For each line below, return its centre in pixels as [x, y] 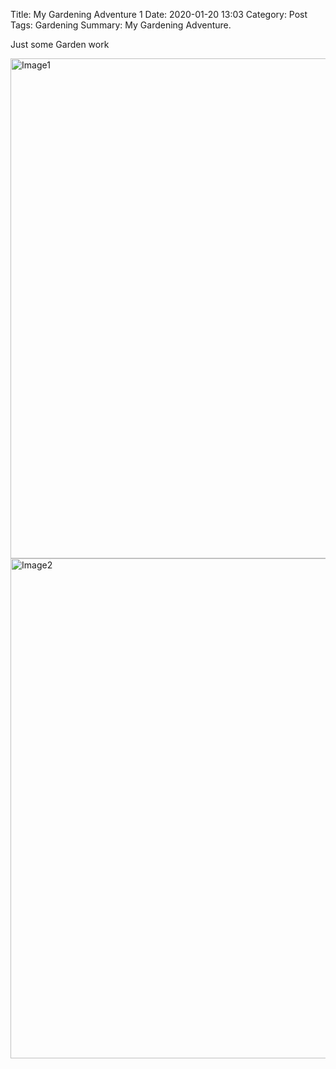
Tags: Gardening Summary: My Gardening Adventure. [121, 25]
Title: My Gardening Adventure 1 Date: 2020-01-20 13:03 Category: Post [159, 14]
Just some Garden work [60, 44]
